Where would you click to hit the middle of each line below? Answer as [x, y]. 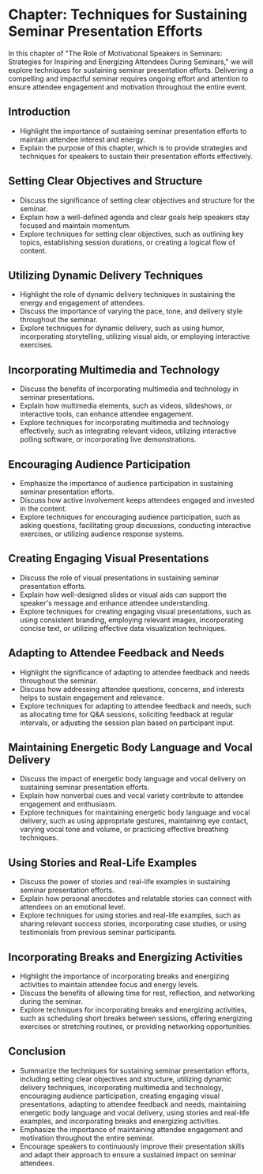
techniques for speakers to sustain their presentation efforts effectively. [136, 156]
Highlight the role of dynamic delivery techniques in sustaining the [127, 294]
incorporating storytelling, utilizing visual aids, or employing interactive [135, 336]
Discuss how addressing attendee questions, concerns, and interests [132, 689]
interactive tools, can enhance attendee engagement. [107, 414]
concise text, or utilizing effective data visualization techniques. [123, 628]
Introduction [39, 112]
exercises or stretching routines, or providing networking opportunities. [135, 1027]
